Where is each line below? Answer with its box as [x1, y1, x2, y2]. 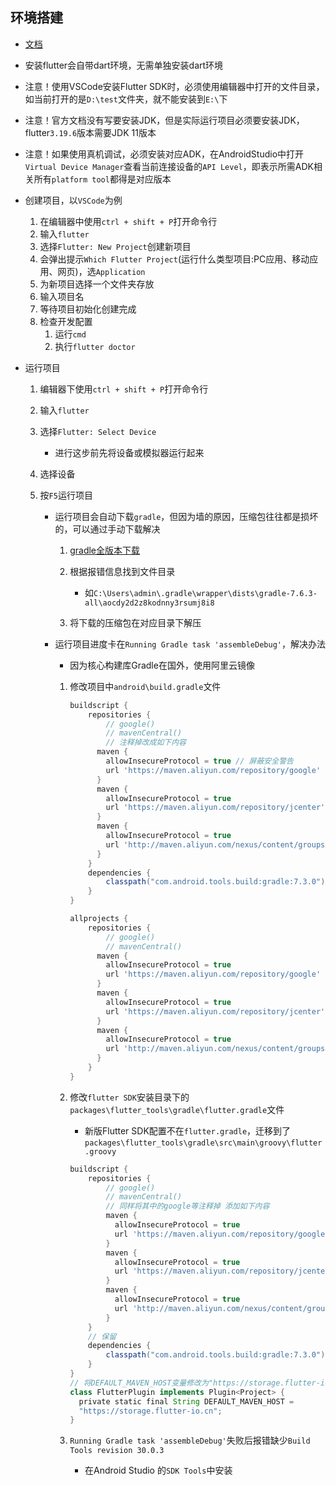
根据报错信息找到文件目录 [69, 565, 176, 577]
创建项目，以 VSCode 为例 [24, 194, 123, 206]
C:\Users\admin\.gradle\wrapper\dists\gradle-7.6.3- [93, 588, 318, 598]
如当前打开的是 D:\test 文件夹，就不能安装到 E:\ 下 [24, 93, 228, 105]
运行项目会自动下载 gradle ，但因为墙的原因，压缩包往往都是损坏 [54, 510, 319, 522]
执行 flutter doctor [54, 340, 136, 352]
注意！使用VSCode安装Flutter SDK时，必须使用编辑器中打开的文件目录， [24, 80, 325, 92]
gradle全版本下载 [69, 544, 141, 556]
